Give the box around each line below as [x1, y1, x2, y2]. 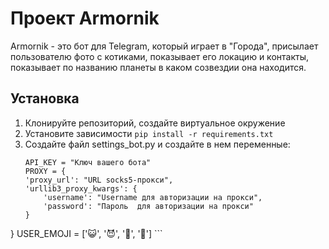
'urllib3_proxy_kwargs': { [24, 183, 138, 194]
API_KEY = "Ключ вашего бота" [24, 157, 152, 167]
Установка [10, 90, 80, 107]
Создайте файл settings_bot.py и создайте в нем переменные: [24, 138, 291, 150]
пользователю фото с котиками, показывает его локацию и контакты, [10, 50, 309, 62]
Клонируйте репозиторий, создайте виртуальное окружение [24, 117, 286, 129]
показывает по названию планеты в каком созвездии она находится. [10, 61, 307, 73]
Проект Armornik [10, 7, 160, 30]
